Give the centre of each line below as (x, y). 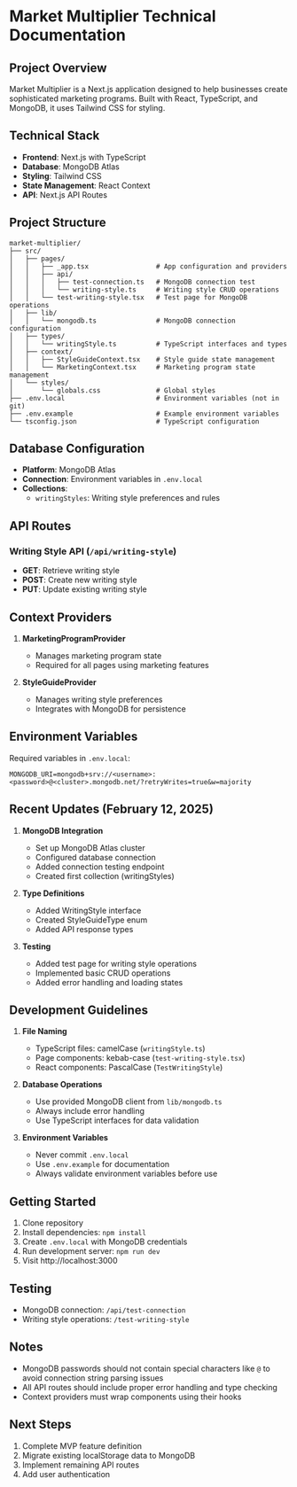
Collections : (45, 488)
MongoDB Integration (63, 830)
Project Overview (58, 68)
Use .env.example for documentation (102, 1164)
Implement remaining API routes (81, 1465)
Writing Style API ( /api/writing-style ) (93, 551)
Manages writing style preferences (99, 699)
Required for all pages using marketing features (122, 665)
